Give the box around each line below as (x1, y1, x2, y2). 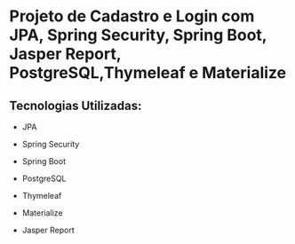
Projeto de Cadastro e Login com (9, 6, 255, 27)
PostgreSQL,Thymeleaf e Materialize (9, 63, 287, 83)
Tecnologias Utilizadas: (9, 98, 142, 113)
